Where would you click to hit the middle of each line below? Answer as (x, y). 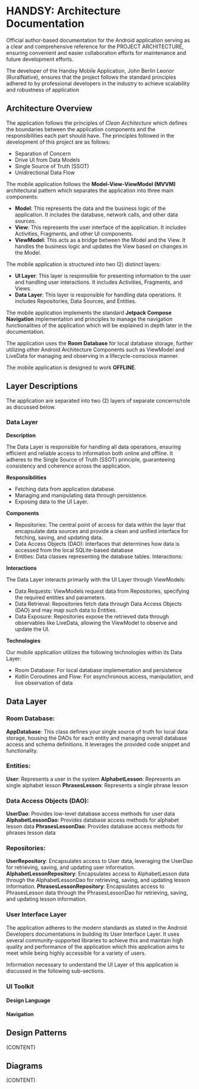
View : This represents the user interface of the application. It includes (100, 227)
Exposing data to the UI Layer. (51, 502)
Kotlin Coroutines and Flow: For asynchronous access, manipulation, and (104, 676)
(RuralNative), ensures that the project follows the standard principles (91, 77)
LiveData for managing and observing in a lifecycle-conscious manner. (93, 355)
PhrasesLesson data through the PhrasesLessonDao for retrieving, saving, (97, 893)
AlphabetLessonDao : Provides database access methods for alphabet (93, 820)
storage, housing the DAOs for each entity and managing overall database (97, 738)
